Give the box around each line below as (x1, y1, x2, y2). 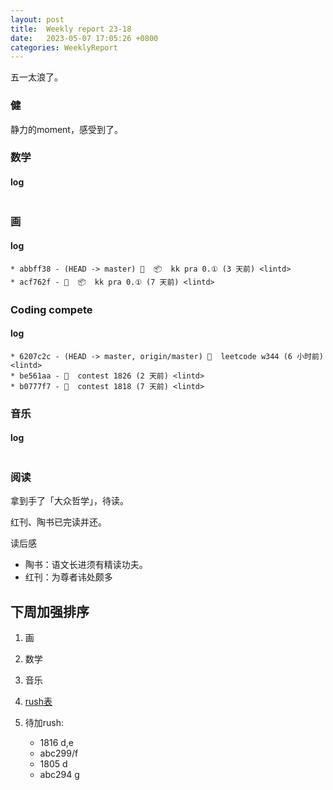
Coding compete (10, 302, 93, 316)
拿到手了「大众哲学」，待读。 (10, 495, 129, 507)
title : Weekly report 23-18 (10, 24, 132, 34)
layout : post (10, 14, 65, 25)
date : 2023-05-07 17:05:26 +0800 (10, 33, 159, 43)
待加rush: (24, 717, 65, 729)
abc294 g (39, 769, 80, 781)
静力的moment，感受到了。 (10, 123, 123, 135)
